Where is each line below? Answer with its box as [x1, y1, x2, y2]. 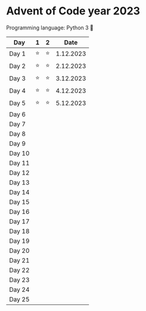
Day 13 [9, 178, 30, 186]
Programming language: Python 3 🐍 [6, 24, 94, 31]
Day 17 [9, 217, 30, 225]
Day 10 [9, 149, 30, 157]
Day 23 [9, 276, 30, 284]
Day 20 [9, 246, 30, 255]
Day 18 [9, 227, 30, 235]
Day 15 [9, 198, 30, 206]
